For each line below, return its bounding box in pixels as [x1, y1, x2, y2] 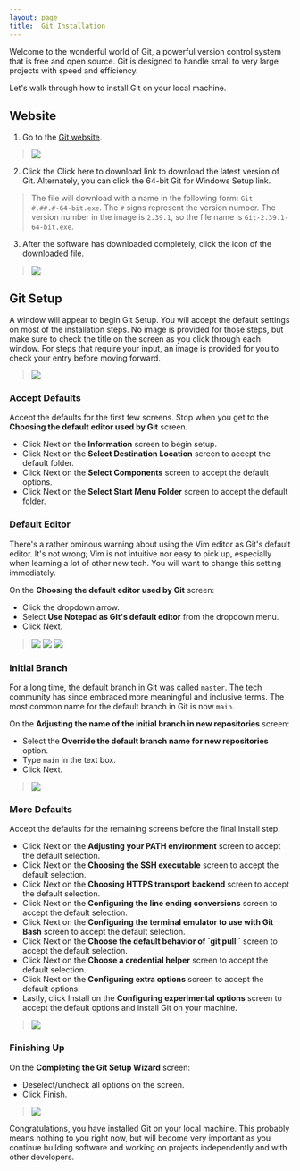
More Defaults [9, 802, 73, 815]
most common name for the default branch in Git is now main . [9, 701, 235, 712]
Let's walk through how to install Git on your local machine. [9, 82, 227, 93]
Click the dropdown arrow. [21, 601, 121, 613]
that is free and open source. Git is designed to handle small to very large [9, 55, 279, 66]
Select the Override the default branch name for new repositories [21, 735, 270, 747]
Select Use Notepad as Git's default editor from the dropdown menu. [21, 611, 279, 622]
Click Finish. [21, 1089, 68, 1099]
